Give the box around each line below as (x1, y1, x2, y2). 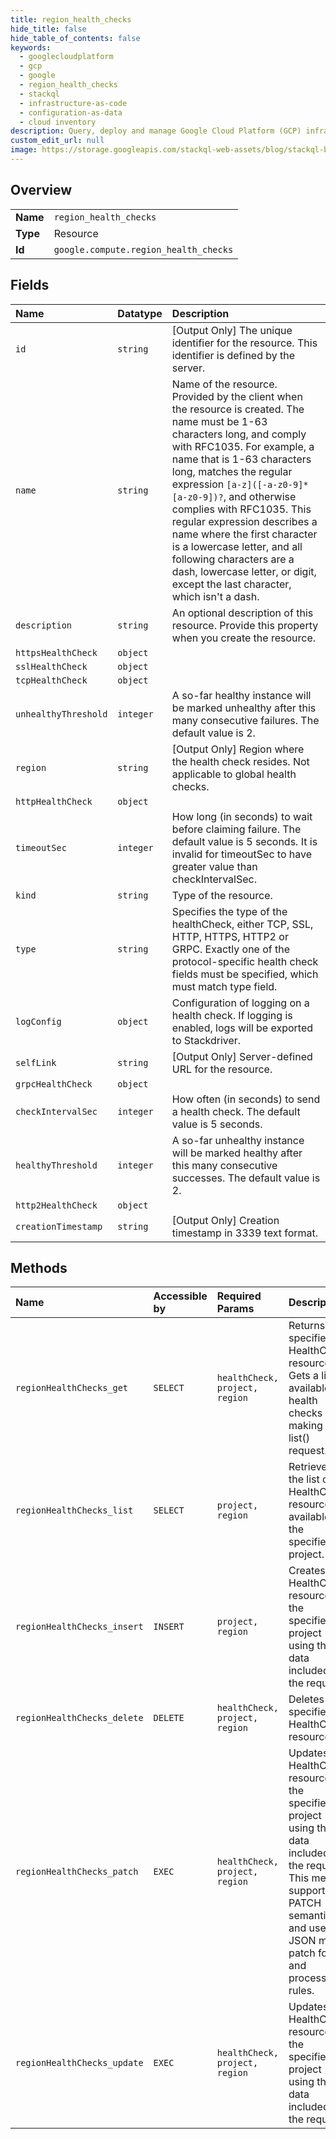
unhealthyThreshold (15, 708, 108, 720)
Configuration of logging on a (171, 996, 310, 1010)
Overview (10, 182, 73, 199)
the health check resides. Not (171, 754, 310, 768)
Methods (10, 1259, 68, 1276)
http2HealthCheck (15, 1199, 98, 1211)
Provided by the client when (171, 389, 303, 403)
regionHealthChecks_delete (15, 1712, 144, 1724)
